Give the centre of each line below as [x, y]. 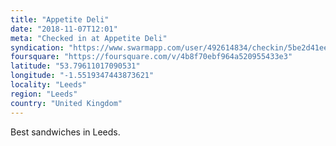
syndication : [37, 47]
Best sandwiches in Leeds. [65, 132]
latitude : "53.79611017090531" [75, 66]
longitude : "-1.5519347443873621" [82, 76]
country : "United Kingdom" [66, 103]
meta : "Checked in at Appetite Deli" [89, 38]
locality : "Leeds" [48, 85]
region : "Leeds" [44, 94]
